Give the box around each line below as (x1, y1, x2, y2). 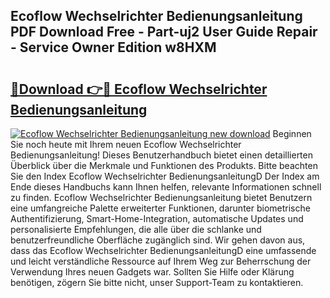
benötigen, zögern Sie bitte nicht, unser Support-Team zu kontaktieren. (10, 277, 304, 288)
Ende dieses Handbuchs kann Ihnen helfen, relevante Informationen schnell (10, 181, 322, 193)
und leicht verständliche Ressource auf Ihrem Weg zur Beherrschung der (10, 255, 312, 267)
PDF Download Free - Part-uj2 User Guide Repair (10, 24, 318, 41)
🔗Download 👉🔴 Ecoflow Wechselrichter (10, 80, 268, 98)
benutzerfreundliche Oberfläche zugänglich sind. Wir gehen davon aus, (10, 234, 306, 246)
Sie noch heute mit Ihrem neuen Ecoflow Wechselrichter (10, 139, 242, 150)
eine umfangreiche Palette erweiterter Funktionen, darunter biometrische (10, 202, 311, 214)
